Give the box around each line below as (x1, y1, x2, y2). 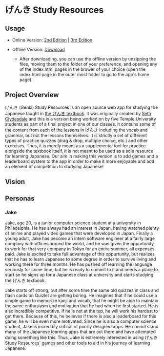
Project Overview (5, 91, 59, 99)
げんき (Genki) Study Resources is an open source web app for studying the (5, 104, 158, 110)
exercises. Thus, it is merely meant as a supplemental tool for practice (5, 142, 146, 149)
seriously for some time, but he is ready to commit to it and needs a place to (5, 266, 158, 272)
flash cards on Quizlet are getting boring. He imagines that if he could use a (5, 292, 157, 298)
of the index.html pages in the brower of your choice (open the (19, 66, 146, 72)
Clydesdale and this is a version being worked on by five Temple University (5, 116, 156, 122)
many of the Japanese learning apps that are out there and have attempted (5, 329, 156, 335)
